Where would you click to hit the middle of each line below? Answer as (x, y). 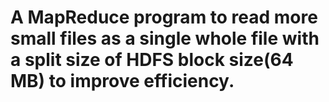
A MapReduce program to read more (164, 17)
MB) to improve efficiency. (122, 81)
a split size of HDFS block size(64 (152, 60)
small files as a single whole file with (165, 38)
